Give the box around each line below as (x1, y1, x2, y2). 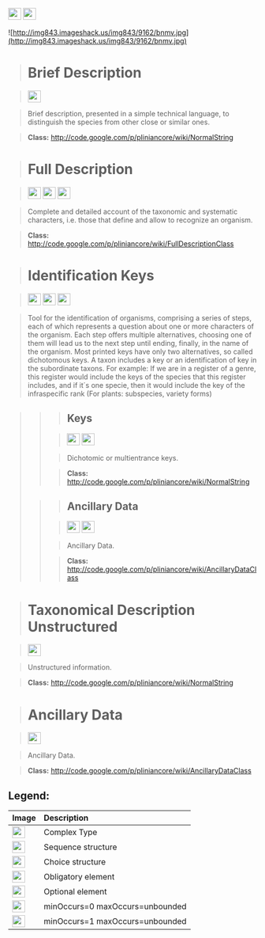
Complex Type (43, 827, 98, 838)
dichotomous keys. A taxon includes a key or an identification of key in (27, 355, 257, 364)
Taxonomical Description (27, 601, 196, 619)
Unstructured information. (27, 663, 112, 672)
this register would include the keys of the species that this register (27, 372, 246, 382)
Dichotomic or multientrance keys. (66, 453, 179, 462)
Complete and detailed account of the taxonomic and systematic (27, 207, 238, 216)
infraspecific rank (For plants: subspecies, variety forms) (27, 389, 213, 398)
